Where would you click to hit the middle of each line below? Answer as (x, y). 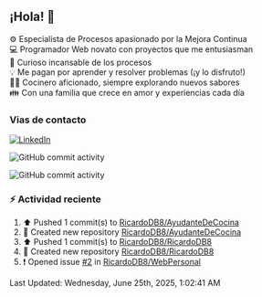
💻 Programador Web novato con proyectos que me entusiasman (131, 49)
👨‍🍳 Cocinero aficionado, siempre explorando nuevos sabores (125, 82)
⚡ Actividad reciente (56, 199)
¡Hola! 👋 (32, 17)
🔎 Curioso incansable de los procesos (81, 62)
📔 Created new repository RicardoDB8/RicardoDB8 (118, 251)
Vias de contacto (48, 120)
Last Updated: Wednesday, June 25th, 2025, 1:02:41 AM (115, 283)
